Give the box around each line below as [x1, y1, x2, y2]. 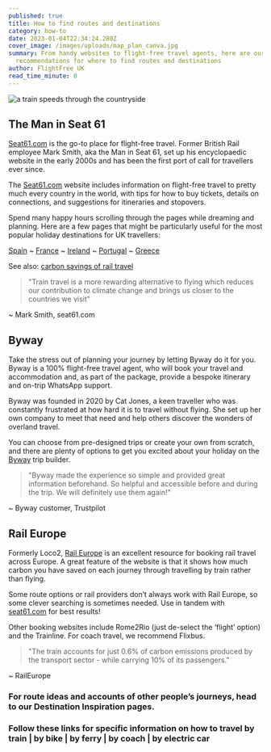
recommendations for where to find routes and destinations [15, 57, 222, 65]
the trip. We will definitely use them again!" [27, 488, 171, 498]
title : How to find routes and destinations [8, 19, 161, 27]
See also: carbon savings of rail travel [8, 262, 134, 271]
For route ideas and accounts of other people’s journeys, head [8, 691, 256, 702]
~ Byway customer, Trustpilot [8, 503, 106, 513]
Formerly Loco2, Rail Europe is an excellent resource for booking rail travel [8, 548, 256, 558]
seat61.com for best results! [8, 607, 101, 616]
